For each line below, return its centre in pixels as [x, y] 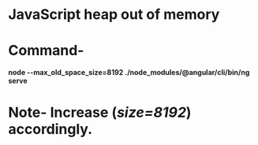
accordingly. [50, 130]
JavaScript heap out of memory [114, 15]
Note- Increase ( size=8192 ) [100, 113]
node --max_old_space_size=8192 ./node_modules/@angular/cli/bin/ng [129, 72]
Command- [46, 51]
